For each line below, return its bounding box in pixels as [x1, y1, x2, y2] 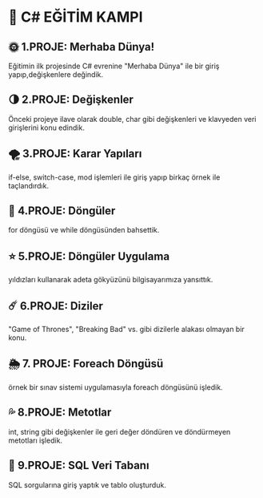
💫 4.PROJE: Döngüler [8, 204, 116, 218]
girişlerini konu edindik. [8, 123, 86, 132]
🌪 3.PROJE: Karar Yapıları [8, 147, 142, 160]
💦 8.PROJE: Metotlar [8, 406, 112, 419]
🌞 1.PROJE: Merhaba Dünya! [8, 40, 155, 54]
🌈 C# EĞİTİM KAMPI [8, 8, 143, 26]
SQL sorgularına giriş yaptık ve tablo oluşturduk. [8, 480, 166, 489]
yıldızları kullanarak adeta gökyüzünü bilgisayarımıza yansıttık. [8, 275, 213, 285]
